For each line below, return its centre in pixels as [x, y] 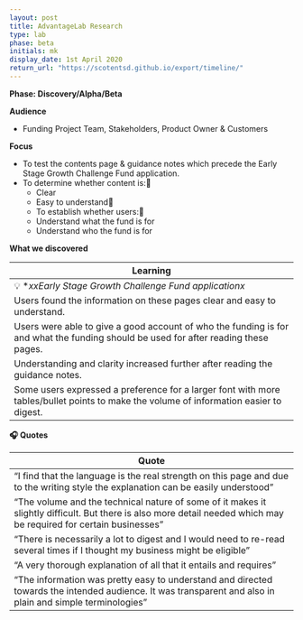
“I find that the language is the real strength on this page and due [151, 476]
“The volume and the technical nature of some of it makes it [140, 502]
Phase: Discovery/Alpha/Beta [66, 93]
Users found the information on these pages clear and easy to [145, 301]
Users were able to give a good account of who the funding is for [151, 326]
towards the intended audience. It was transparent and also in [144, 590]
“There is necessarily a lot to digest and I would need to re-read [150, 539]
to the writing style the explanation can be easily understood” [144, 486]
